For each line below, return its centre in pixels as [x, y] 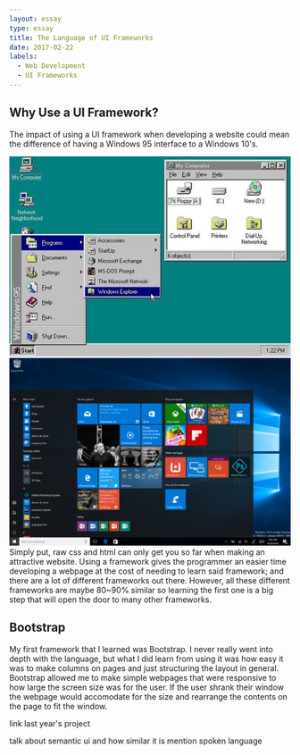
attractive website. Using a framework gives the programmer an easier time [148, 561]
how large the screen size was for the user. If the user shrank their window [146, 687]
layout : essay [36, 19]
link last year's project [50, 723]
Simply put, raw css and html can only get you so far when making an [137, 552]
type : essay [31, 28]
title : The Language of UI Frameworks [81, 38]
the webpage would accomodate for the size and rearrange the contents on [148, 696]
